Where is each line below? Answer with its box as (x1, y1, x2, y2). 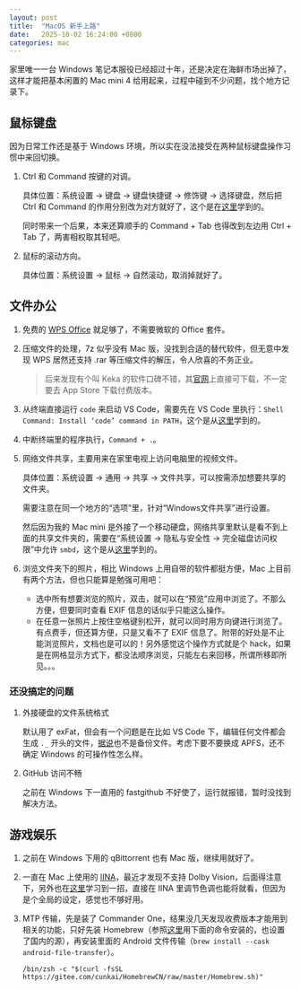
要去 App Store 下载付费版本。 (44, 384, 158, 395)
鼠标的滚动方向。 (21, 250, 86, 261)
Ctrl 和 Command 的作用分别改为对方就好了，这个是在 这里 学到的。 (21, 201, 270, 212)
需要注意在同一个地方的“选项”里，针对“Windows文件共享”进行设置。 (21, 502, 275, 513)
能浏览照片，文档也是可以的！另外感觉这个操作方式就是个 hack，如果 (35, 638, 292, 649)
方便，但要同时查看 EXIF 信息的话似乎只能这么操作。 (35, 604, 230, 615)
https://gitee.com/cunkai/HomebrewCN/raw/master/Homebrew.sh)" (21, 972, 264, 981)
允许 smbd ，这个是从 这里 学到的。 (41, 544, 163, 555)
